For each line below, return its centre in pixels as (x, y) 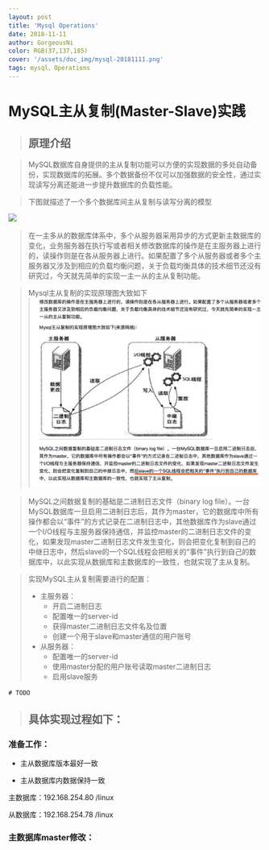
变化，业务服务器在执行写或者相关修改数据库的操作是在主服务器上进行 (145, 245)
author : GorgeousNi (41, 43)
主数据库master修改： (52, 838)
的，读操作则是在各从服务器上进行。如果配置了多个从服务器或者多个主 (145, 255)
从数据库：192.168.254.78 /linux (61, 815)
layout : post (30, 17)
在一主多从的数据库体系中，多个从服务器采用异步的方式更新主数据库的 (145, 235)
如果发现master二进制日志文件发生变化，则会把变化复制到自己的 (149, 541)
